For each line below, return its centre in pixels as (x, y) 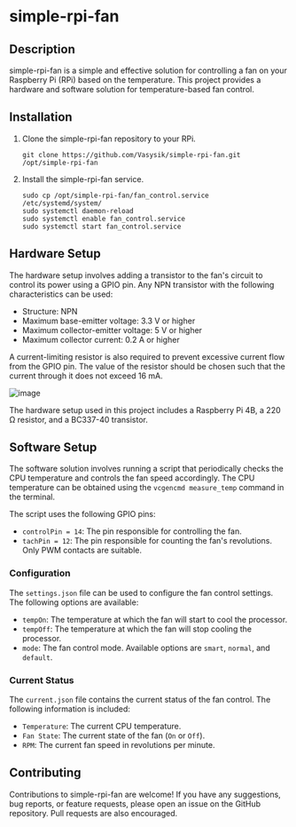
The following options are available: (74, 602)
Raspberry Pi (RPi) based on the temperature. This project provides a (135, 80)
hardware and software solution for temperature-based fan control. (132, 89)
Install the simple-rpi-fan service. (83, 179)
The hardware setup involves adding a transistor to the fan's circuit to (136, 275)
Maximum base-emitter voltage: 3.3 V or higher (109, 321)
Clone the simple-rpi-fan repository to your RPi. (109, 139)
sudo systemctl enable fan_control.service (104, 219)
